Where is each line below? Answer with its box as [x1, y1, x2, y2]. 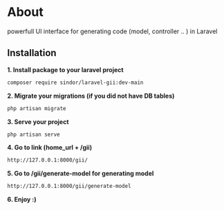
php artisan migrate [7, 105, 67, 112]
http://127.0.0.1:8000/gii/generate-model [7, 183, 131, 190]
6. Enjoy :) [7, 195, 37, 204]
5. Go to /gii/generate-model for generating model [7, 169, 154, 177]
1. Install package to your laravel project [7, 65, 124, 73]
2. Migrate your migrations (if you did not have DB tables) [7, 91, 175, 100]
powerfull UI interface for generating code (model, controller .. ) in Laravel [7, 27, 218, 35]
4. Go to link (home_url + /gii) [7, 143, 92, 152]
